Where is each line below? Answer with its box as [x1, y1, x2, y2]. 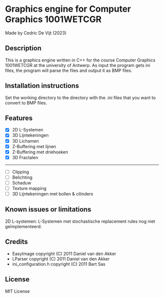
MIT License [5, 288, 30, 294]
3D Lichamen [12, 138, 39, 144]
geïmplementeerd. [5, 223, 42, 229]
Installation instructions [5, 82, 79, 90]
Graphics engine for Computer [5, 3, 131, 15]
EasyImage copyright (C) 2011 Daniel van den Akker [12, 251, 116, 256]
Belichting [12, 174, 33, 180]
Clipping [12, 169, 29, 174]
